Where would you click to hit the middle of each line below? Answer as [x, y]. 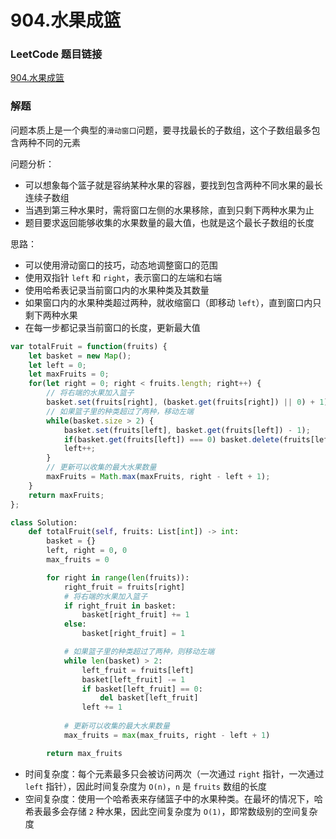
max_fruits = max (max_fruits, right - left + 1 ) [167, 735]
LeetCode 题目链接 [56, 54]
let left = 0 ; [57, 365]
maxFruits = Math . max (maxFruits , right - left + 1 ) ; [158, 477]
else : [75, 624]
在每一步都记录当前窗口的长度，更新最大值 [112, 327]
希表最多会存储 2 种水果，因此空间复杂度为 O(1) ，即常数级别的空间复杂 [171, 811]
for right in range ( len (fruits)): [118, 577]
